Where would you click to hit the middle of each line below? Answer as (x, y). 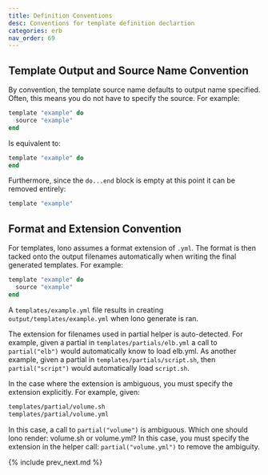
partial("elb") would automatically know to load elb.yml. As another (122, 351)
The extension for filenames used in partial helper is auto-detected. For (126, 334)
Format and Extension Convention (95, 229)
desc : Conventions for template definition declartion (102, 23)
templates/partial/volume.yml (59, 414)
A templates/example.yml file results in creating (86, 310)
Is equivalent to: (35, 143)
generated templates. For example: (66, 265)
